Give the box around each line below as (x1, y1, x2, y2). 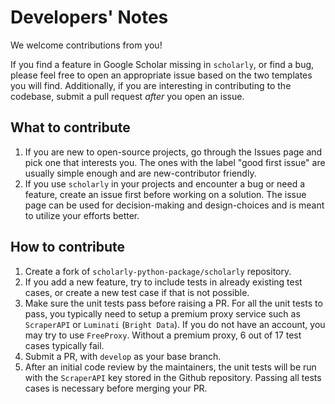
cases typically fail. (24, 339, 105, 351)
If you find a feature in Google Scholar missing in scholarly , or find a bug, (10, 58, 315, 70)
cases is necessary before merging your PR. (24, 382, 208, 394)
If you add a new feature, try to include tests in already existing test (24, 276, 303, 288)
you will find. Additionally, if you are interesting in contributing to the (10, 79, 292, 91)
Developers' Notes (10, 6, 169, 29)
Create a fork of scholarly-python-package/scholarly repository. (24, 265, 292, 277)
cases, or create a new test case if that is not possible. (24, 286, 250, 298)
